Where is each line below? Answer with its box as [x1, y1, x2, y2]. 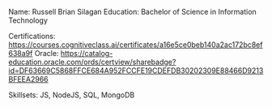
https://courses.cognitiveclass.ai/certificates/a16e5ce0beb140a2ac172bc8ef [8, 40, 263, 50]
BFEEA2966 [8, 75, 49, 84]
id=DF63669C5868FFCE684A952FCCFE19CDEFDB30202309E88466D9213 [8, 66, 264, 76]
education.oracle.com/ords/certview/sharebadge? [8, 57, 176, 67]
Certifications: [8, 32, 56, 41]
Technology [8, 15, 49, 25]
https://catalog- [60, 49, 113, 58]
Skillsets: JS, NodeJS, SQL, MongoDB [8, 90, 135, 100]
